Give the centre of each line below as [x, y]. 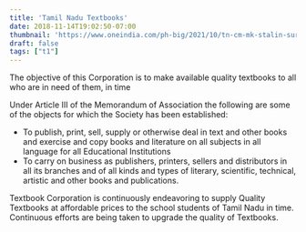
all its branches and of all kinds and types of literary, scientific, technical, [159, 171]
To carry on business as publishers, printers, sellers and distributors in [155, 161]
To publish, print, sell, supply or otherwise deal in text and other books [155, 132]
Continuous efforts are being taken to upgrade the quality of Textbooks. [144, 217]
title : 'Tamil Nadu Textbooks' [69, 18]
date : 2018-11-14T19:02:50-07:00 [73, 26]
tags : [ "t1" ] [34, 52]
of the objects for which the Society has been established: [119, 115]
